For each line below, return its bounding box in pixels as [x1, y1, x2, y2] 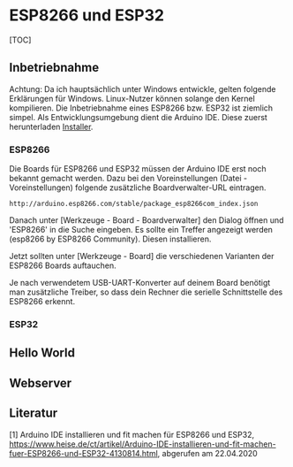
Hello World [9, 346, 75, 361]
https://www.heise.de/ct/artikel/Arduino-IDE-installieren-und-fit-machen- [9, 439, 276, 449]
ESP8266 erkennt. [9, 296, 76, 307]
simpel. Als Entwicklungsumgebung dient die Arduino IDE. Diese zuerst [9, 111, 267, 122]
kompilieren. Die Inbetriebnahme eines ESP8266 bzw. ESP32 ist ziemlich [9, 103, 274, 113]
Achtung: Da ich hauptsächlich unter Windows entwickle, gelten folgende [9, 83, 276, 94]
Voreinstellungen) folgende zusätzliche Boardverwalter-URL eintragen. [9, 182, 267, 193]
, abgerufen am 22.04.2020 [157, 448, 258, 458]
